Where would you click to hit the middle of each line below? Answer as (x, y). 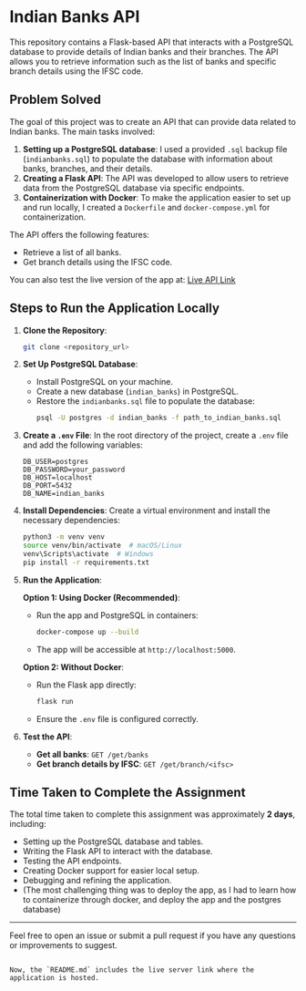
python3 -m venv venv (64, 537)
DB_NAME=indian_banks (63, 494)
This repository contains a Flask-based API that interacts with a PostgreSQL (152, 42)
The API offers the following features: (80, 234)
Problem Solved (56, 100)
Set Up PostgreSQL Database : (80, 364)
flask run (55, 701)
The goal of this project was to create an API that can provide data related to (153, 121)
